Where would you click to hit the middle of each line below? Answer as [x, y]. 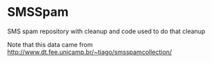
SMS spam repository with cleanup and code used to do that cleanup [106, 31]
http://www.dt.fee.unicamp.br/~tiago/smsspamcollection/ [90, 52]
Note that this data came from [50, 44]
